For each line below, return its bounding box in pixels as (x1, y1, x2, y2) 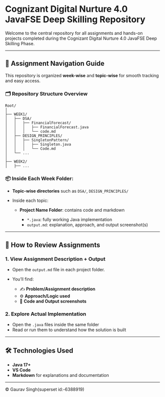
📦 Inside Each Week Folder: (5, 175, 74, 182)
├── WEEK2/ (5, 159, 27, 164)
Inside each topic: (12, 198, 49, 203)
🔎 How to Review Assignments (5, 241, 101, 249)
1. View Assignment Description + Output (5, 255, 106, 262)
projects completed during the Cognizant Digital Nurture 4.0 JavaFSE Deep (5, 35, 157, 41)
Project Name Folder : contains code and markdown (19, 207, 125, 213)
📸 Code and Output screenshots (19, 298, 87, 304)
